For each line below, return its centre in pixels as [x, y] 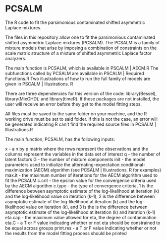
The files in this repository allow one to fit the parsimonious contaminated [80, 37]
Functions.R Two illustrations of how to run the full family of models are [78, 79]
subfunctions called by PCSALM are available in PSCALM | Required [75, 73]
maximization [19, 170]
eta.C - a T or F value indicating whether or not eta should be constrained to [83, 223]
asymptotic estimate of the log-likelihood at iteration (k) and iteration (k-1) [80, 212]
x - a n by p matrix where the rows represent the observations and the [77, 149]
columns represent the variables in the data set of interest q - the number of [83, 154]
